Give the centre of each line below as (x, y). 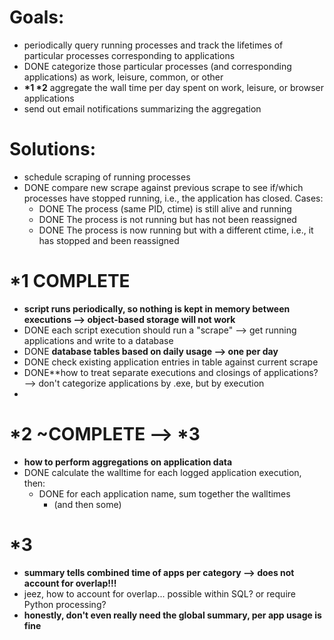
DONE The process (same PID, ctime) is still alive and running (165, 208)
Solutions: (53, 149)
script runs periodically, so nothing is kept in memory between (157, 308)
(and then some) (87, 504)
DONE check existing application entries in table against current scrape (171, 362)
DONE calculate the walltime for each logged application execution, (162, 472)
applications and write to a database (98, 340)
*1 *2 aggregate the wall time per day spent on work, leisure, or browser (173, 87)
